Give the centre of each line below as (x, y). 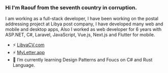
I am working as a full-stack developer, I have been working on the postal (82, 19)
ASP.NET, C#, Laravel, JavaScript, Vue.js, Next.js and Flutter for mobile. (80, 35)
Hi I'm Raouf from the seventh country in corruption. (71, 8)
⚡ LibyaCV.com (28, 45)
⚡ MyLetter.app (29, 53)
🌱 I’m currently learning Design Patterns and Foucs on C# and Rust (82, 60)
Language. (24, 65)
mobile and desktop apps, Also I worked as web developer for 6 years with (83, 29)
